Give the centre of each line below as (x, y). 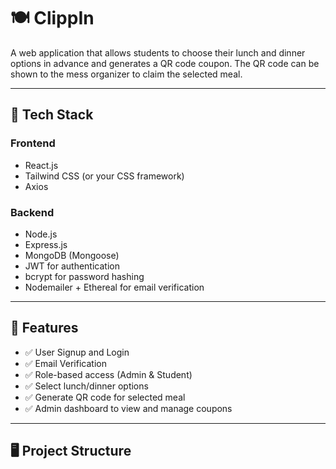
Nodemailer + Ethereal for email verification (114, 287)
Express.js (46, 244)
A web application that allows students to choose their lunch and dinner (158, 52)
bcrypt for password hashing (84, 276)
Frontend (33, 143)
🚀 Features (44, 328)
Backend (32, 212)
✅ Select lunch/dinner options (86, 386)
